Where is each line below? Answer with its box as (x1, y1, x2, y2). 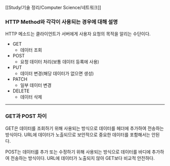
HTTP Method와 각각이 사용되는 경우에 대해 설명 (5, 18, 118, 25)
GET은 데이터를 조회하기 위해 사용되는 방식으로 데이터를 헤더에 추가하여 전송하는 (5, 125, 164, 131)
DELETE (12, 88, 30, 94)
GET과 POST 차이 (5, 113, 47, 120)
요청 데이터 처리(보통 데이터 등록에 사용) (20, 59, 100, 65)
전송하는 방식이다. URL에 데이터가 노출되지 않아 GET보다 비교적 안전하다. (10, 155, 155, 161)
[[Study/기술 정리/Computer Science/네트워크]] (5, 5, 101, 10)
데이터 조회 (20, 47, 42, 53)
